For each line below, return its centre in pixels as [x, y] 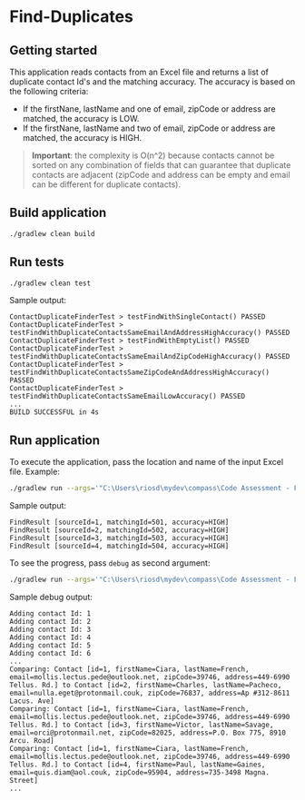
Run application [55, 440]
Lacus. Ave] [32, 701]
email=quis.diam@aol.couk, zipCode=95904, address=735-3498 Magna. [140, 772]
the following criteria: [49, 91]
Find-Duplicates [72, 17]
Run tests [37, 262]
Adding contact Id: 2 [50, 621]
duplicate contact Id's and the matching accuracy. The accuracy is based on [152, 82]
